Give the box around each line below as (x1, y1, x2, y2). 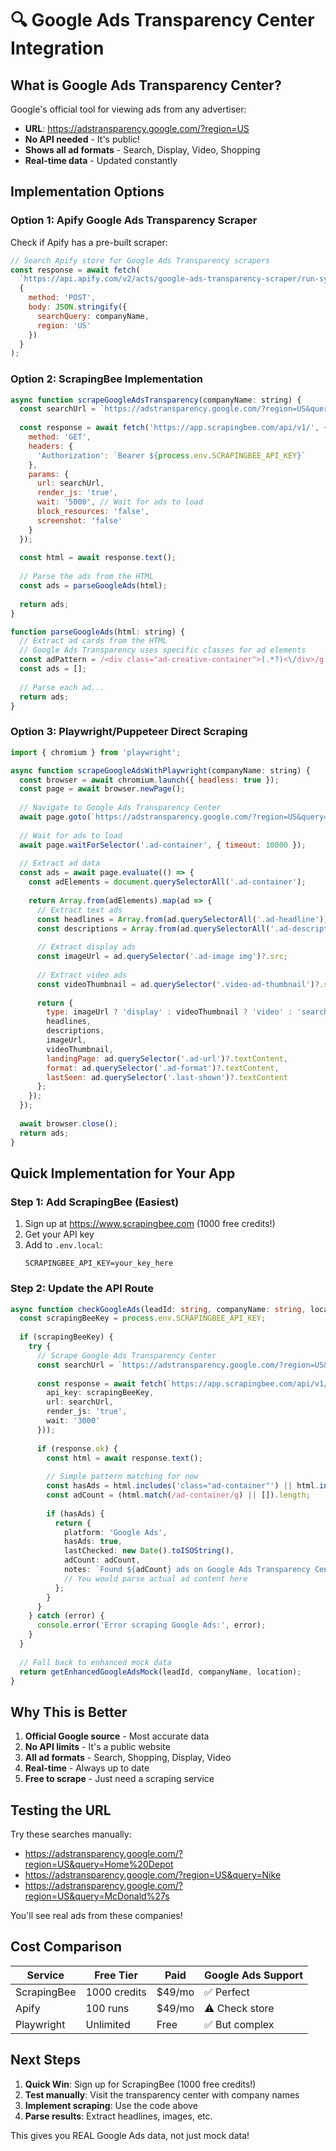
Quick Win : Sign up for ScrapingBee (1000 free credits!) (24, 2078, 257, 2090)
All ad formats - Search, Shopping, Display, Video (24, 1752, 232, 1764)
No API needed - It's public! (24, 133, 141, 145)
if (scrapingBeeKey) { (19, 1332, 114, 1342)
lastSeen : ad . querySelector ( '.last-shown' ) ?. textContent (46, 1072, 288, 1082)
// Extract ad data (19, 858, 101, 869)
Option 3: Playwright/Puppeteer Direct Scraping (10, 725, 248, 739)
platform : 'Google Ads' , (63, 1527, 168, 1537)
